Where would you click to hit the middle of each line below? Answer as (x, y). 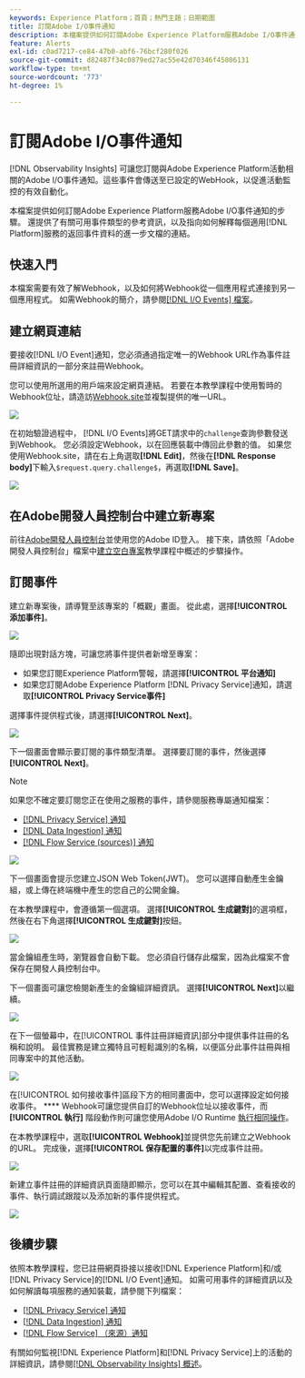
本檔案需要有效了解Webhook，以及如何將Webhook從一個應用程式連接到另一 (152, 289)
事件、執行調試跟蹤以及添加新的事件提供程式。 (97, 1196)
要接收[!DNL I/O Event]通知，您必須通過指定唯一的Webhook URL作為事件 (146, 355)
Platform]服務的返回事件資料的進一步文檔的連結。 (102, 233)
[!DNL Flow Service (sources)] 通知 (88, 842)
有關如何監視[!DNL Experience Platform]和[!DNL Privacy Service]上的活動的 (151, 1352)
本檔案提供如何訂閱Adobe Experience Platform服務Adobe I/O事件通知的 (143, 210)
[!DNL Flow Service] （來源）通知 (85, 1332)
